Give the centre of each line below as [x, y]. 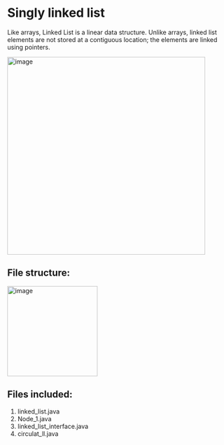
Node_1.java [34, 418]
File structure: [38, 273]
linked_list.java [38, 411]
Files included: [40, 394]
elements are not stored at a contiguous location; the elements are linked [112, 39]
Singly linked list [56, 13]
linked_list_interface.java [53, 426]
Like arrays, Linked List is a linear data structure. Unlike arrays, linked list [112, 32]
